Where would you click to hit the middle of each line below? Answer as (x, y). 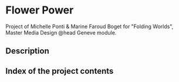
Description (27, 51)
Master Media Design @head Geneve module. (61, 32)
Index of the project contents (60, 71)
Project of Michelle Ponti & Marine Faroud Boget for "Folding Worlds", (89, 26)
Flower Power (40, 10)
